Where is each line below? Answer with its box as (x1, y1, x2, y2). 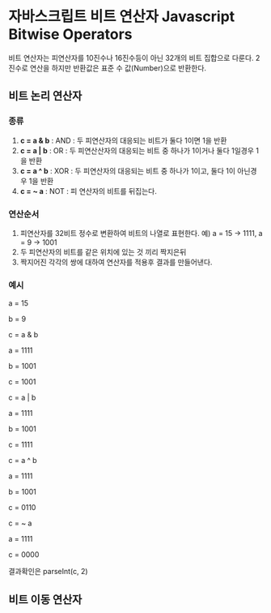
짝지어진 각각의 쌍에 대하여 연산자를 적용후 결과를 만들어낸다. (19, 257, 213, 267)
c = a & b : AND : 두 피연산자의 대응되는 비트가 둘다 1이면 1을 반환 (19, 135, 227, 145)
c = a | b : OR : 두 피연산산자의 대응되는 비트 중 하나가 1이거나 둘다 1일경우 (19, 145, 255, 155)
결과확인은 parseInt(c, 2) (8, 567, 88, 577)
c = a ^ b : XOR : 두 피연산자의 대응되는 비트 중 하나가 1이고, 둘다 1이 (19, 165, 236, 175)
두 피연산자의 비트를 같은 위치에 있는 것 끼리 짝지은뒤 (19, 246, 187, 256)
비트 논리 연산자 (8, 89, 83, 103)
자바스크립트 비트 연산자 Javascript (8, 7, 235, 26)
